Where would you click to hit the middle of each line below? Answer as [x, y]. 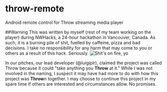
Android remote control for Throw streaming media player [64, 22]
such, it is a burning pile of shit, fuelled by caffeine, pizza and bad [73, 42]
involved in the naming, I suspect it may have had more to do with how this [82, 73]
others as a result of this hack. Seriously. [47, 53]
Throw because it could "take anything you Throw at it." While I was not [79, 68]
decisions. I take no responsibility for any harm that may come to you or [79, 48]
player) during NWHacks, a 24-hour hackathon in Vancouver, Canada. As [80, 37]
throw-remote [35, 9]
